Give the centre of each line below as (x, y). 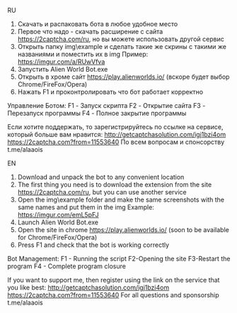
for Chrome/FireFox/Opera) (57, 237)
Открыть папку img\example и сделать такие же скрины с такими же (122, 46)
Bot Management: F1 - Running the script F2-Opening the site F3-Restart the (119, 259)
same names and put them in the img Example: (86, 207)
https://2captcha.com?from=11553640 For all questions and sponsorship (113, 295)
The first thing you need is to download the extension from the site (115, 185)
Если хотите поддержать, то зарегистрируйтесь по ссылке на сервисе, (115, 127)
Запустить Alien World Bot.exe (63, 69)
